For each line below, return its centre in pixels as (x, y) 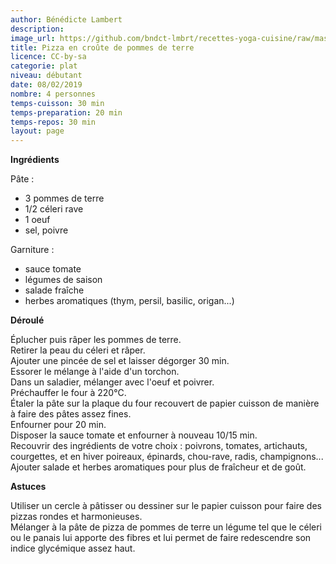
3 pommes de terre (64, 198)
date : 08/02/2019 (46, 85)
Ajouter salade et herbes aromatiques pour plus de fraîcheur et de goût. (158, 467)
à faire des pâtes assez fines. (71, 414)
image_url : (33, 38)
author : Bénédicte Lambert (66, 19)
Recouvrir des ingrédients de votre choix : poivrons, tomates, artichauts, (159, 446)
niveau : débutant (46, 76)
